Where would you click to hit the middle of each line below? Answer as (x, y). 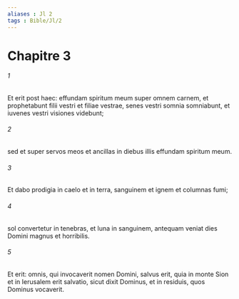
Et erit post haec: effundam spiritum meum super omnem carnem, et (108, 98)
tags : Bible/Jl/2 (35, 21)
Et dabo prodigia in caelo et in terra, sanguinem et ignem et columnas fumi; (118, 190)
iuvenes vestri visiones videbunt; (56, 113)
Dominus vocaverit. (36, 289)
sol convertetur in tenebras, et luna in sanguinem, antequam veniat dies (112, 228)
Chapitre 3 (39, 56)
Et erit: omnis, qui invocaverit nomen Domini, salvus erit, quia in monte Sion (118, 274)
